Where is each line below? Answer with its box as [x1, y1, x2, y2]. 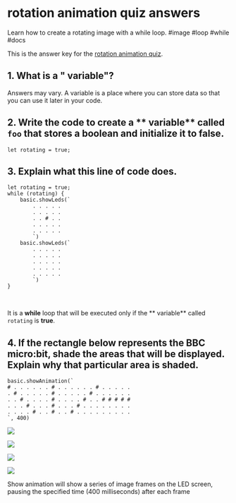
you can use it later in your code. [7, 96, 103, 104]
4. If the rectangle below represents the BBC [7, 337, 206, 349]
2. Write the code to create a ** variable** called [7, 116, 225, 128]
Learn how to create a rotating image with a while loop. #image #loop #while [7, 28, 230, 37]
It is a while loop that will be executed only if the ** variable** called [7, 309, 206, 317]
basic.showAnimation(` [7, 377, 74, 385]
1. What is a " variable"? [7, 70, 114, 82]
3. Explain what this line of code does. [7, 165, 178, 177]
